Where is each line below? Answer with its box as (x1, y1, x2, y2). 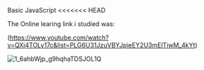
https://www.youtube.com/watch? (9, 33, 109, 42)
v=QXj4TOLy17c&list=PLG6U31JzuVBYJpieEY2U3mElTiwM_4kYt (7, 41, 195, 49)
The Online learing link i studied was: (7, 20, 115, 28)
